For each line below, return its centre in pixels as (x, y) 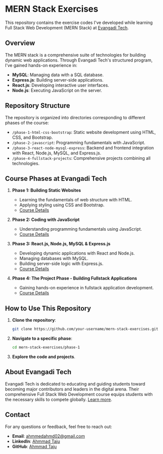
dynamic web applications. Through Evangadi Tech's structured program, (79, 60)
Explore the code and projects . (44, 357)
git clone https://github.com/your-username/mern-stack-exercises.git (85, 329)
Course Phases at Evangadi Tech (56, 179)
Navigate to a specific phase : (42, 339)
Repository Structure (38, 106)
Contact (18, 415)
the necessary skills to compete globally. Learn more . (59, 399)
